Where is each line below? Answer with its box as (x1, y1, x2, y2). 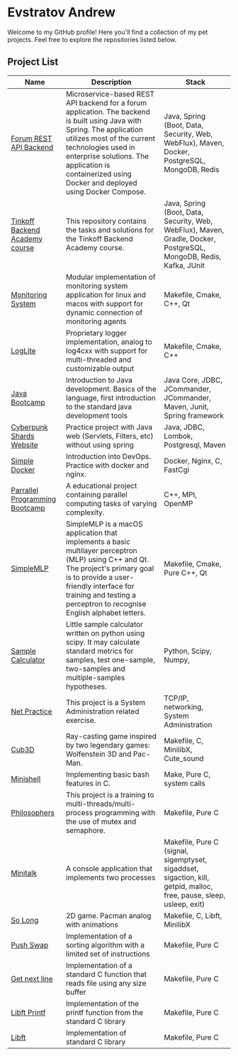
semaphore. (66, 825, 106, 835)
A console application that (66, 863, 153, 873)
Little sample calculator (66, 619, 144, 629)
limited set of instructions (66, 949, 150, 959)
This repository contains (66, 216, 147, 226)
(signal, (164, 846, 189, 856)
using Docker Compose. (66, 186, 147, 196)
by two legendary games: (66, 740, 151, 750)
